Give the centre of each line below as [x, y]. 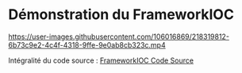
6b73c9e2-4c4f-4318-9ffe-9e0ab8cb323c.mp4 [87, 44]
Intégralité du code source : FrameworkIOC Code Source [101, 60]
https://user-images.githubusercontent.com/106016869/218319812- [119, 36]
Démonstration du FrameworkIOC [121, 15]
